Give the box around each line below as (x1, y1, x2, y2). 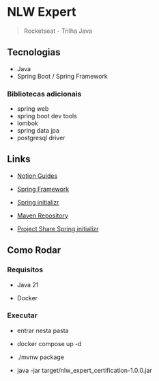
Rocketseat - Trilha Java (23, 27, 93, 35)
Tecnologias (7, 47, 61, 58)
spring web (16, 105, 49, 113)
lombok (16, 119, 39, 127)
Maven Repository (16, 211, 68, 220)
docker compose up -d (16, 339, 82, 347)
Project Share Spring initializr (16, 224, 99, 233)
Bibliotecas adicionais (7, 89, 82, 98)
